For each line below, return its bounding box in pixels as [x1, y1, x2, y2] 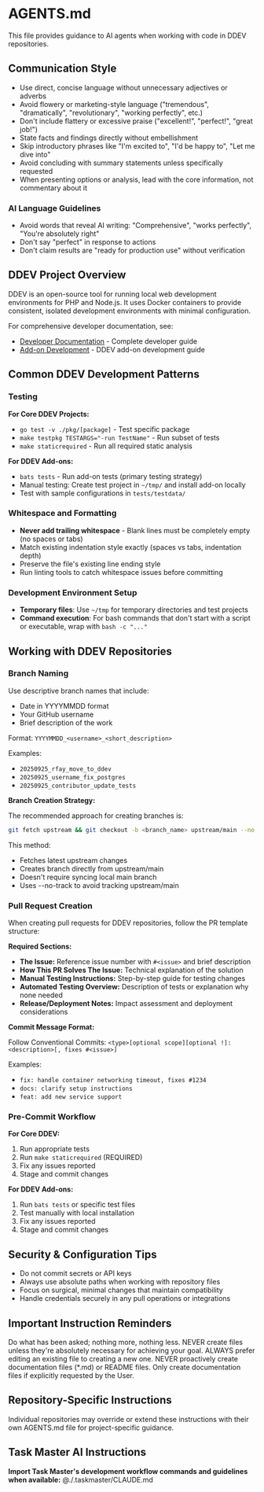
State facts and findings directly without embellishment [19, 133, 199, 142]
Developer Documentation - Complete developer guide [19, 336, 198, 346]
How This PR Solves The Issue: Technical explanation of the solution [19, 965, 244, 974]
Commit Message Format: [8, 1022, 95, 1031]
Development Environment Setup [8, 587, 137, 598]
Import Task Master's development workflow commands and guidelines [8, 1466, 248, 1475]
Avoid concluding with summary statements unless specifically [19, 158, 224, 168]
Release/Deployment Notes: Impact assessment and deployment [19, 999, 233, 1008]
